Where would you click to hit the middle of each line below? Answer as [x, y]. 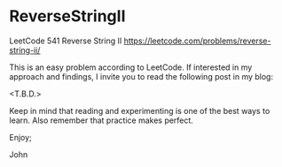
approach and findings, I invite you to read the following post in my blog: [141, 76]
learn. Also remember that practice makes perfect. [101, 120]
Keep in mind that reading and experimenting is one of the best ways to [140, 110]
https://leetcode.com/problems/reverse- [197, 41]
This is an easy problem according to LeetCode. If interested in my [131, 67]
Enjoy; [21, 137]
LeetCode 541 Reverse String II [66, 41]
